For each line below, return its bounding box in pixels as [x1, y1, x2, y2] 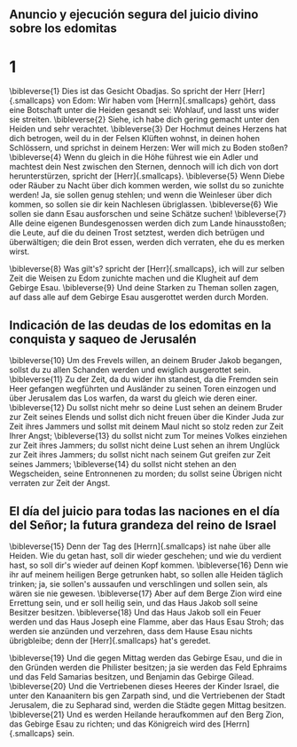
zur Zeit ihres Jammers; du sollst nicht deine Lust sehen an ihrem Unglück [9, 440, 280, 451]
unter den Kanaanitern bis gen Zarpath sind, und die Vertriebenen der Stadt [9, 690, 285, 701]
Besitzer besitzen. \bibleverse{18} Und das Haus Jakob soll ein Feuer [9, 607, 262, 617]
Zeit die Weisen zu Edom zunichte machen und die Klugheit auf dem [9, 273, 259, 283]
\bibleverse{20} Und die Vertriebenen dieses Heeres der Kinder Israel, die [9, 680, 279, 691]
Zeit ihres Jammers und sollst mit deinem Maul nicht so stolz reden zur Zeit [9, 421, 284, 432]
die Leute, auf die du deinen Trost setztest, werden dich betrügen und [9, 227, 265, 238]
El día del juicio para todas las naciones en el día [9, 504, 280, 519]
